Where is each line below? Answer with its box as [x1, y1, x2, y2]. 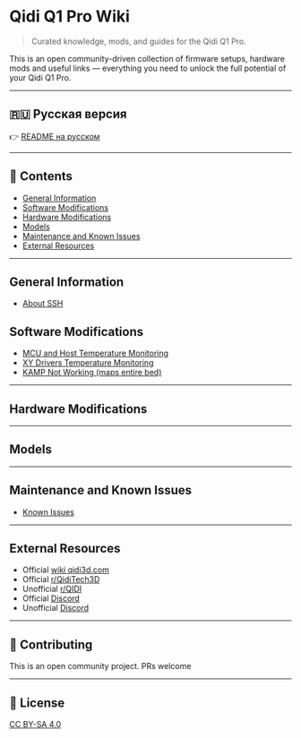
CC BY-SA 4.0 [9, 719, 62, 730]
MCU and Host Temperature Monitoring [21, 348, 168, 359]
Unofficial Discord [21, 603, 90, 614]
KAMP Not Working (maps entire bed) [21, 367, 162, 378]
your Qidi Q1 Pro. [9, 72, 72, 82]
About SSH [21, 298, 64, 309]
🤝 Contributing [9, 637, 93, 652]
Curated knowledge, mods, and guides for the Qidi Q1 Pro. [30, 36, 246, 47]
